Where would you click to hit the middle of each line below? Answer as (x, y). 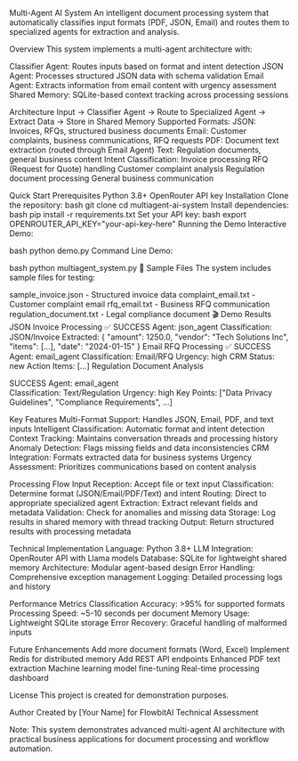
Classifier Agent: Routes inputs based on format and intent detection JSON (146, 66)
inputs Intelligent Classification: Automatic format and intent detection (137, 429)
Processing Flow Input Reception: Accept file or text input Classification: (141, 484)
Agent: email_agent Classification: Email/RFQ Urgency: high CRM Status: (142, 356)
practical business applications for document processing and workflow (139, 739)
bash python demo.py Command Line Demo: (91, 250)
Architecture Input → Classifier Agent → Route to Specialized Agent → (138, 112)
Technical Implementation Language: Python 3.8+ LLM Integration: (131, 548)
